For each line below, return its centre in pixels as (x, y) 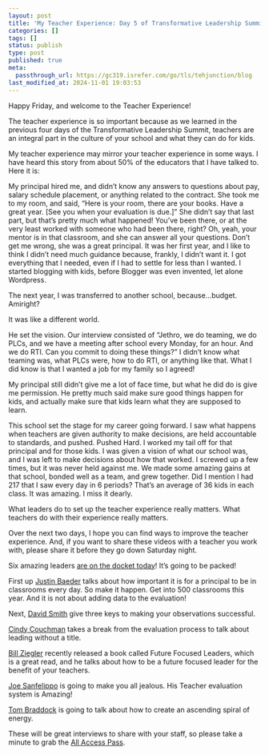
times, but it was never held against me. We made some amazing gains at (129, 468)
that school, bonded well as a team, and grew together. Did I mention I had (131, 476)
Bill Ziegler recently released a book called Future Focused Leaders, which (131, 653)
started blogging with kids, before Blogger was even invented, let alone (126, 271)
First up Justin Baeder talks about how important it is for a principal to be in (132, 580)
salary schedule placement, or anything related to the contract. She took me (134, 195)
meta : (17, 68)
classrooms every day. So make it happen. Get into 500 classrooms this (126, 589)
